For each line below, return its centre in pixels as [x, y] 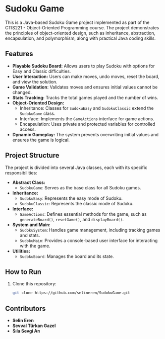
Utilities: [21, 251]
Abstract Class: [29, 182]
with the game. [35, 246]
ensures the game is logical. [41, 140]
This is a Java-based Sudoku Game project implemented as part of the [77, 22]
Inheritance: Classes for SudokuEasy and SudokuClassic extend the [87, 108]
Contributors [26, 308]
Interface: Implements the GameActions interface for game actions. [87, 119]
